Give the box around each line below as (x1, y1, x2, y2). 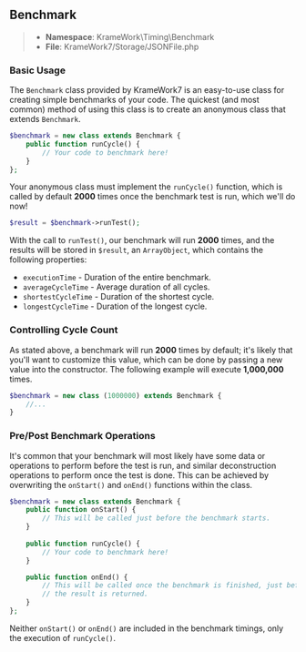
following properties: (9, 254, 87, 265)
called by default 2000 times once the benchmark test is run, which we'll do (9, 191, 296, 202)
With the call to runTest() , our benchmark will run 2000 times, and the (9, 235, 275, 246)
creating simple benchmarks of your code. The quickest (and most (9, 95, 260, 106)
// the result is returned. (42, 589, 148, 599)
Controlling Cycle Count (9, 323, 118, 336)
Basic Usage (9, 64, 66, 76)
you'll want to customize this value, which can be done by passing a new (9, 354, 283, 365)
